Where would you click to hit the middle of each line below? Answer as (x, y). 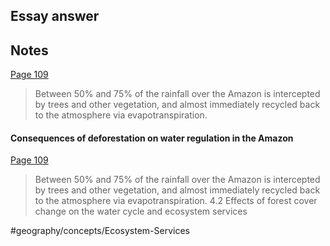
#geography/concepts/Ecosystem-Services (100, 231)
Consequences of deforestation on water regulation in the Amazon (152, 138)
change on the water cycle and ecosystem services (141, 211)
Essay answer (55, 16)
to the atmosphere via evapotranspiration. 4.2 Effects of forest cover (176, 201)
